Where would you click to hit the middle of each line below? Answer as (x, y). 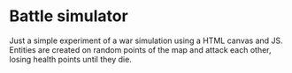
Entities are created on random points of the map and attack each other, (140, 49)
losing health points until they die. (71, 59)
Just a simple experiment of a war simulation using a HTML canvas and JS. (146, 40)
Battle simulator (69, 16)
